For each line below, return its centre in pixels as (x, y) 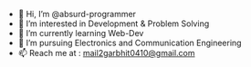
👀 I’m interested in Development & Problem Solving (114, 24)
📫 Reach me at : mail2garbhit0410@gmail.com (106, 53)
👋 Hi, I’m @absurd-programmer (77, 14)
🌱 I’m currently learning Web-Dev (81, 33)
